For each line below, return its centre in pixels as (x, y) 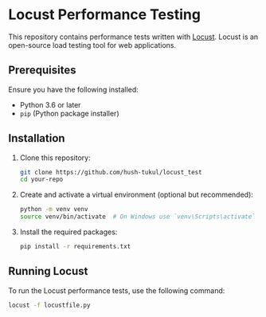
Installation (37, 138)
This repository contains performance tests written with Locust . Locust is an (133, 37)
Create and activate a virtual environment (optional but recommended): (136, 195)
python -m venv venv (54, 209)
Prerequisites (42, 70)
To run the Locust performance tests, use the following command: (117, 290)
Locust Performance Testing (105, 15)
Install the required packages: (68, 232)
